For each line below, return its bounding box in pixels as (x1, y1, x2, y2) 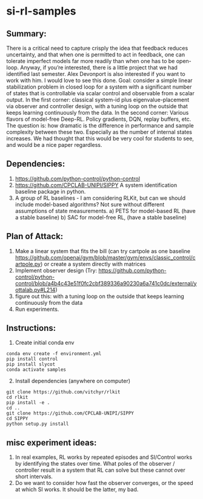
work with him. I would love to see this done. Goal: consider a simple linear (6, 77, 193, 84)
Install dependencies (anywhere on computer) (15, 378, 131, 385)
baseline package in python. (15, 188, 86, 195)
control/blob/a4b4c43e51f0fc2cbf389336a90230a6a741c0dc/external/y (15, 279, 197, 287)
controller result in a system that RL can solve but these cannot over (15, 466, 186, 474)
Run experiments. (15, 305, 59, 313)
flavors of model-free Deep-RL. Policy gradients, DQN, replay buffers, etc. (6, 115, 191, 123)
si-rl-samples (6, 4, 76, 18)
